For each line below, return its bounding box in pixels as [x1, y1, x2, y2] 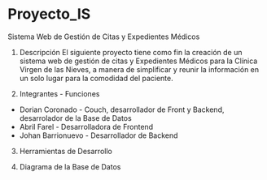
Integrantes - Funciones [19, 88, 100, 98]
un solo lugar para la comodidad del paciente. [19, 73, 173, 83]
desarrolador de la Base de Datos [19, 113, 132, 122]
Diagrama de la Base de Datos [19, 161, 121, 171]
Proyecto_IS [7, 5, 91, 24]
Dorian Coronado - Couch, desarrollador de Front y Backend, [19, 105, 225, 114]
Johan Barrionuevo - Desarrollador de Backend [19, 131, 178, 140]
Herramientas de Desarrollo [19, 146, 113, 156]
